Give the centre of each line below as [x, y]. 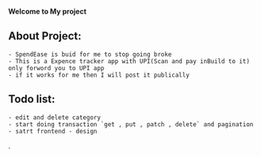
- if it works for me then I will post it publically [99, 75]
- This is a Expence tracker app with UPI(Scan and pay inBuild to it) [129, 61]
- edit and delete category [55, 118]
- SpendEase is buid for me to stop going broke [90, 54]
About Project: [45, 36]
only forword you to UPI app [56, 68]
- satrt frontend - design [53, 131]
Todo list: [32, 99]
